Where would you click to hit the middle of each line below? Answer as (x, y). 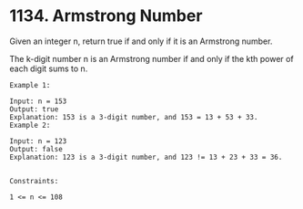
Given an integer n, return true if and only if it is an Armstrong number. (141, 41)
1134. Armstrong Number (106, 16)
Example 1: (30, 85)
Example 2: (30, 125)
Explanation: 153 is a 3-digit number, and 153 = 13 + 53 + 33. (134, 117)
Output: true (34, 109)
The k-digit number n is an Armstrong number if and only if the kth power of (151, 58)
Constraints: (34, 181)
